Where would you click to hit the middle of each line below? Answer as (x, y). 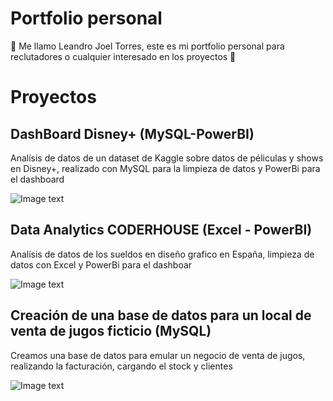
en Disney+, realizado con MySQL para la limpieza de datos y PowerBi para (165, 168)
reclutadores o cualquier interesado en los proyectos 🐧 (123, 56)
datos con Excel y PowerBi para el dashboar (101, 264)
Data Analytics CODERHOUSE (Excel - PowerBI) (161, 230)
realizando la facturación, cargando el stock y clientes (121, 366)
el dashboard (37, 179)
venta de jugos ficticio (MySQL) (111, 331)
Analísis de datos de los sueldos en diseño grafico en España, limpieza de (162, 254)
